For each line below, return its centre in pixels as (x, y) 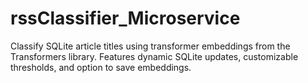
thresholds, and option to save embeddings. (101, 67)
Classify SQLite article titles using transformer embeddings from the (150, 46)
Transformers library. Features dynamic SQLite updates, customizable (154, 56)
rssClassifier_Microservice (125, 18)
